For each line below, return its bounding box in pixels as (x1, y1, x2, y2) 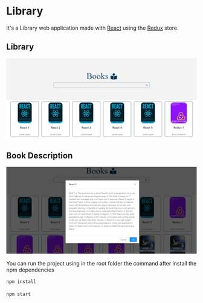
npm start (6, 292, 31, 298)
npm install (6, 278, 36, 285)
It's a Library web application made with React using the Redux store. (6, 24, 179, 31)
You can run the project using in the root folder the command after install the (6, 259, 197, 267)
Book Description (6, 150, 73, 161)
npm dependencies (6, 266, 54, 273)
